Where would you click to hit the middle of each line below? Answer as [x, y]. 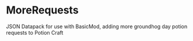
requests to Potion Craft [35, 32]
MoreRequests [42, 10]
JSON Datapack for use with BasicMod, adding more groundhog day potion [97, 26]
